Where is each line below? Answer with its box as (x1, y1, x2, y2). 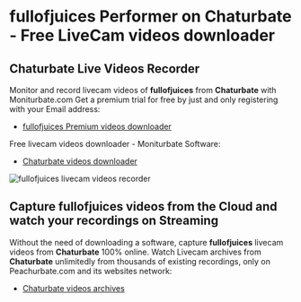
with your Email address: (9, 104, 101, 114)
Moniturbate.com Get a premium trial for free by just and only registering (9, 94, 279, 105)
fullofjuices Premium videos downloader (22, 121, 173, 132)
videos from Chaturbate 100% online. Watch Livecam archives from (9, 246, 262, 257)
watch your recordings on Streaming (9, 213, 218, 229)
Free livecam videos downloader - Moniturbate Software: (9, 139, 221, 149)
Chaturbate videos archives (22, 282, 126, 293)
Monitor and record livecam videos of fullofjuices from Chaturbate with (9, 85, 277, 95)
